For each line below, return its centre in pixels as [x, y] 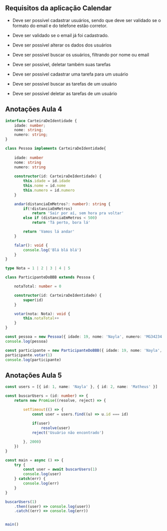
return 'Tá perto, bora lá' [61, 223]
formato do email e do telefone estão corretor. [60, 26]
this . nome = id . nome [44, 186]
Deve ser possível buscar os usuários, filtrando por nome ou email [80, 55]
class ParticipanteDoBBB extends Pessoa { [50, 277]
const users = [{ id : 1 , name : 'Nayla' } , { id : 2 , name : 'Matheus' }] [81, 387]
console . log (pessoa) [27, 341]
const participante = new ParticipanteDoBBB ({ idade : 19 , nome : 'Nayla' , [84, 350]
